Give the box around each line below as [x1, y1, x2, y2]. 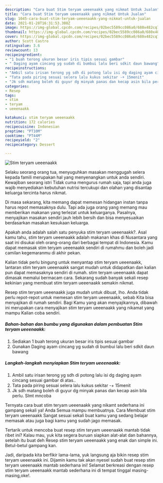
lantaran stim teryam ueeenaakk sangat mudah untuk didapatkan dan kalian [5, 265, 157, 270]
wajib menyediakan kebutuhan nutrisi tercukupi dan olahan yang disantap [5, 185, 152, 190]
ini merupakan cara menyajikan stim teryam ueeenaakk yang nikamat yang [5, 305, 154, 311]
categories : [5, 83, 29, 89]
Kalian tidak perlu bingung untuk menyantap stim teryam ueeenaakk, [5, 259, 143, 265]
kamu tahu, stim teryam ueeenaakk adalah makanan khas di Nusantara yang [5, 234, 158, 240]
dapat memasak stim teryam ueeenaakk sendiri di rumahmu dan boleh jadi [5, 245, 154, 250]
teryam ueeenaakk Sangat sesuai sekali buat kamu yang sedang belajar [5, 412, 148, 418]
